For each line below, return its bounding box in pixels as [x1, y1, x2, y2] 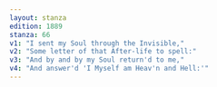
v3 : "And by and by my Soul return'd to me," [9, 55, 184, 64]
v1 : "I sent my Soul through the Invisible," [9, 38, 184, 48]
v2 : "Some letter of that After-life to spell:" [9, 47, 197, 56]
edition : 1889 [9, 22, 64, 31]
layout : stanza [9, 13, 67, 23]
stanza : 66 [9, 30, 51, 39]
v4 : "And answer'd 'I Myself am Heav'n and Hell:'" [9, 64, 209, 73]
